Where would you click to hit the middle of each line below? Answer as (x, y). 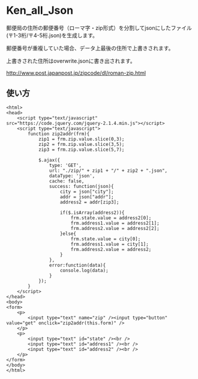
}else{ (68, 234)
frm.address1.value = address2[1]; (115, 223)
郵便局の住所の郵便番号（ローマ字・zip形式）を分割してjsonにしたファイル (99, 28)
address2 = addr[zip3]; (89, 202)
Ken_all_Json (40, 11)
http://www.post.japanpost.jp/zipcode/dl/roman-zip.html (76, 73)
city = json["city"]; (87, 192)
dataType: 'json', (72, 176)
